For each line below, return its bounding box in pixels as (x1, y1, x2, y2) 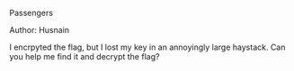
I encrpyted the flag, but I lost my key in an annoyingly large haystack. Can (9, 42, 286, 52)
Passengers (9, 8, 54, 18)
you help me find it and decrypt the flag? (9, 51, 160, 61)
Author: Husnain (9, 25, 70, 35)
